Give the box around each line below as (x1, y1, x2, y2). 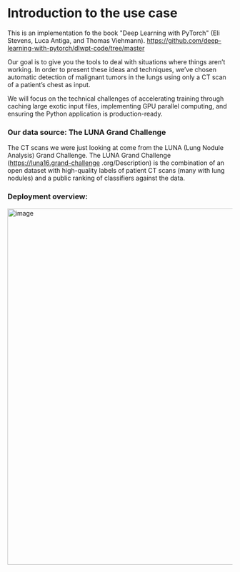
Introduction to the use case (7, 5, 178, 21)
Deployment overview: (7, 191, 88, 201)
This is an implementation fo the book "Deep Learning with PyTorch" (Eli (7, 29, 220, 37)
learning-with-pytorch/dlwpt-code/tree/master (7, 44, 145, 52)
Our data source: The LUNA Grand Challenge (7, 127, 166, 137)
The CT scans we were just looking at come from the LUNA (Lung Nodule (7, 144, 224, 152)
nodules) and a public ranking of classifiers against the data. (7, 174, 186, 183)
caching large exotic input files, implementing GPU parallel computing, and (7, 101, 227, 110)
